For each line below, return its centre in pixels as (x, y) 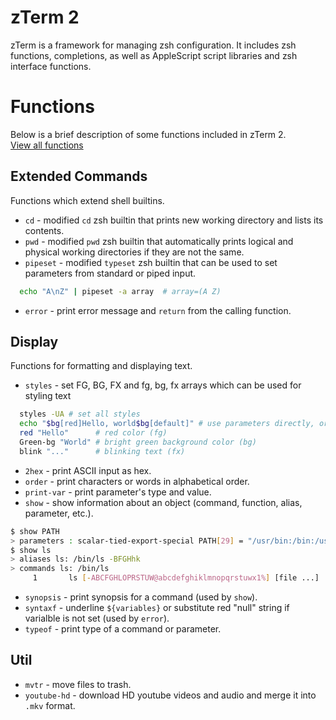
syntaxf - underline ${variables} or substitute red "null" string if (157, 607)
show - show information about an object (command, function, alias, (163, 502)
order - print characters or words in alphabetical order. (137, 481)
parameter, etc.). (59, 513)
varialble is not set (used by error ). (97, 618)
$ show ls (31, 550)
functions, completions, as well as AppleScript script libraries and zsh (154, 55)
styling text (48, 396)
